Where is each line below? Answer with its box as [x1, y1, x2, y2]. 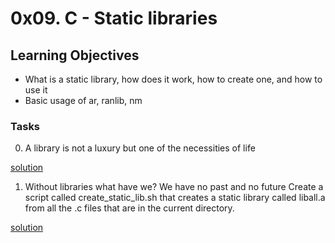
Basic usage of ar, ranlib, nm [24, 95, 143, 106]
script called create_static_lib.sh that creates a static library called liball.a [24, 192, 326, 204]
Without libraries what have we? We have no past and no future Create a [24, 181, 324, 193]
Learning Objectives [10, 47, 140, 64]
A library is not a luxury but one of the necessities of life [24, 142, 256, 154]
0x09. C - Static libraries [10, 7, 218, 30]
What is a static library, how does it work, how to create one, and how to [24, 73, 323, 85]
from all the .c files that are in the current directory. [24, 202, 235, 214]
